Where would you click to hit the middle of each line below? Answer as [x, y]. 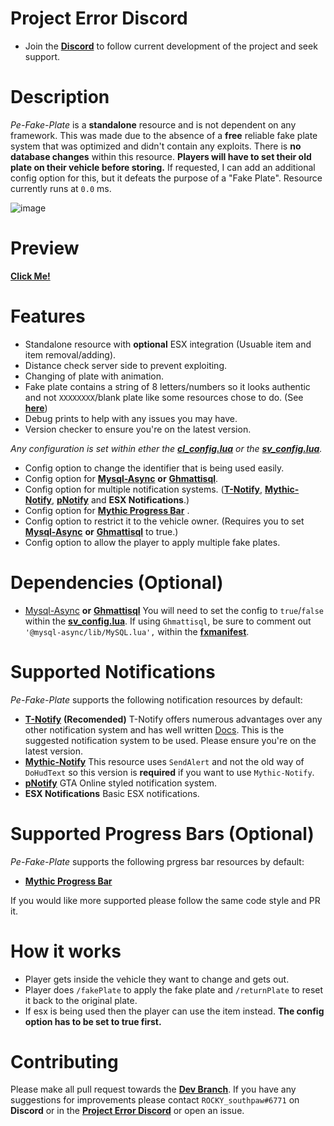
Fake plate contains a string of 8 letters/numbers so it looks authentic [167, 386]
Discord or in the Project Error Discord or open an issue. [127, 1111]
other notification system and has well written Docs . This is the [154, 729]
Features [48, 316]
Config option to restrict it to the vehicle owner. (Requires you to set [164, 521]
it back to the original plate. [81, 1000]
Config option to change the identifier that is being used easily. [154, 468]
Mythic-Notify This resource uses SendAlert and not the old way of [164, 761]
